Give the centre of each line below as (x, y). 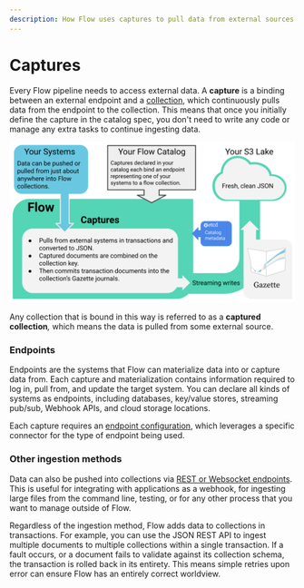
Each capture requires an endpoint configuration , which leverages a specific (152, 426)
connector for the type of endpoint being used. (97, 436)
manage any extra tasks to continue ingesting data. (105, 129)
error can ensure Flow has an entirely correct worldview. (115, 573)
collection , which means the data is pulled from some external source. (142, 327)
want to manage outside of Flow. (70, 507)
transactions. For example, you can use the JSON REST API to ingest (138, 534)
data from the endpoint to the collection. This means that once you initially (148, 110)
